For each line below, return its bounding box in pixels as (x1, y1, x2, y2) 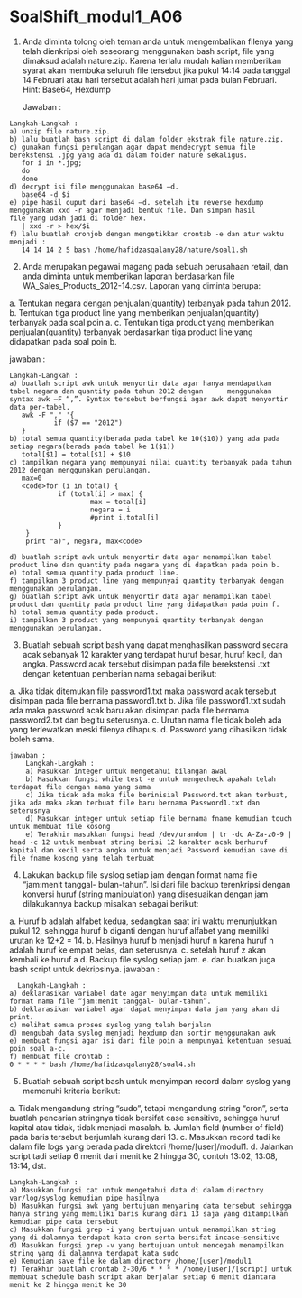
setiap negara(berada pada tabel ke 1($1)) (9, 442, 176, 451)
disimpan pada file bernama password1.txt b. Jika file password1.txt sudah (9, 695, 286, 705)
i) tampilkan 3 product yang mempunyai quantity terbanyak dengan (9, 615, 264, 624)
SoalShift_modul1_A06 (9, 6, 183, 27)
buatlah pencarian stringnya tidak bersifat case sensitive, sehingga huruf (9, 1112, 280, 1123)
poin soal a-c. (9, 1044, 67, 1053)
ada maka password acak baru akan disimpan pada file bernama (9, 704, 250, 715)
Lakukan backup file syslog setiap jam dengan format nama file (22, 869, 258, 880)
